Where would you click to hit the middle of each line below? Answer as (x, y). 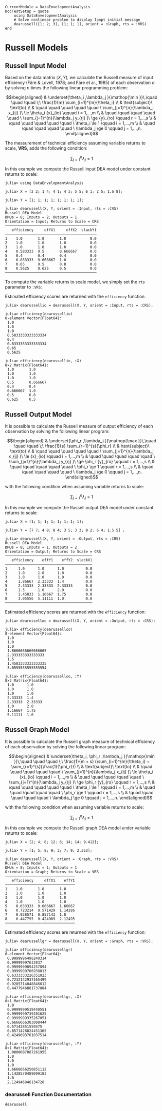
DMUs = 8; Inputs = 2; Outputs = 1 (41, 217)
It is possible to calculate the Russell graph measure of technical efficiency (80, 741)
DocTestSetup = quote (27, 11)
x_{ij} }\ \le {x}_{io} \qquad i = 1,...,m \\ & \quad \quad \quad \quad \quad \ (82, 456)
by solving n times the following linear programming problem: (66, 88)
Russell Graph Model (37, 730)
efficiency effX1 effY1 (43, 880)
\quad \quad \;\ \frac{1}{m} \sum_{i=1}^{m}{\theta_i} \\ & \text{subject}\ (82, 102)
